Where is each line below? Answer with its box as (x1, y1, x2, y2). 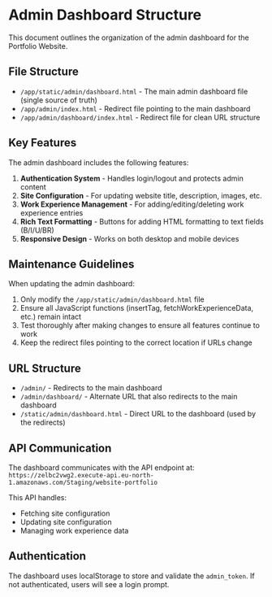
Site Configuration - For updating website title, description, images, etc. (19, 190, 262, 200)
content (19, 181, 46, 192)
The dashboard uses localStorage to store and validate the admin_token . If (8, 571, 255, 581)
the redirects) (19, 417, 67, 428)
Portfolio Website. (8, 41, 68, 50)
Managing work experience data (19, 526, 129, 535)
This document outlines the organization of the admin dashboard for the (8, 33, 249, 42)
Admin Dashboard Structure (8, 6, 202, 24)
